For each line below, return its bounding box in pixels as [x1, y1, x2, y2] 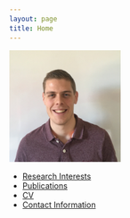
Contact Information [21, 199, 96, 210]
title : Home [9, 23, 53, 33]
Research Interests [21, 171, 92, 181]
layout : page [9, 14, 58, 23]
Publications [21, 180, 69, 191]
